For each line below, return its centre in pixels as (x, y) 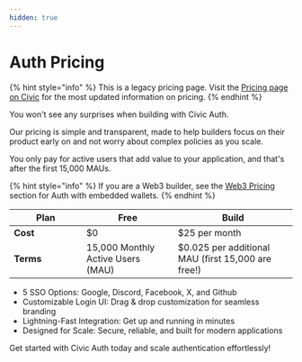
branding (39, 311)
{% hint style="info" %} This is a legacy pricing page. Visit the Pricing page (149, 87)
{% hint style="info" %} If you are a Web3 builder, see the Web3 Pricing (142, 186)
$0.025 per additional (224, 247)
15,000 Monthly (121, 247)
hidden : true (34, 18)
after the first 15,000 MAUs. (60, 168)
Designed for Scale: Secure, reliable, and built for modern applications (152, 330)
